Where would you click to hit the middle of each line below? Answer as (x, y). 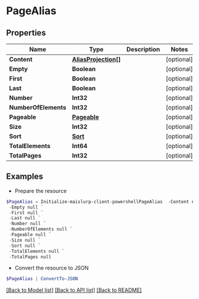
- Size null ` (25, 240)
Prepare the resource (41, 191)
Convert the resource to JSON (52, 268)
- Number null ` (27, 224)
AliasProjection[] (96, 59)
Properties (26, 33)
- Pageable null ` (30, 235)
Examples (25, 177)
